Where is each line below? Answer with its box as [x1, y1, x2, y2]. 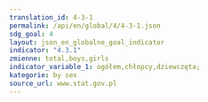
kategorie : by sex [9, 71, 77, 80]
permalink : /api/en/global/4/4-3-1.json [9, 21, 162, 30]
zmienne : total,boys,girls [9, 54, 109, 63]
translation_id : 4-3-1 [9, 12, 93, 22]
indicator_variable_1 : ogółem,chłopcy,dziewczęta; [9, 63, 201, 72]
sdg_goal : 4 [9, 29, 53, 38]
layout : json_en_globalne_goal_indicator [9, 37, 165, 47]
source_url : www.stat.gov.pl [9, 79, 117, 88]
